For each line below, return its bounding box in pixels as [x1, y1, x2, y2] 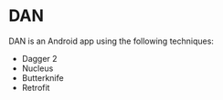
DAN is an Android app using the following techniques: [8, 35, 214, 46]
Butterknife [21, 72, 65, 83]
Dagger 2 [21, 53, 58, 64]
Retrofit [21, 82, 50, 93]
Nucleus [21, 63, 54, 74]
